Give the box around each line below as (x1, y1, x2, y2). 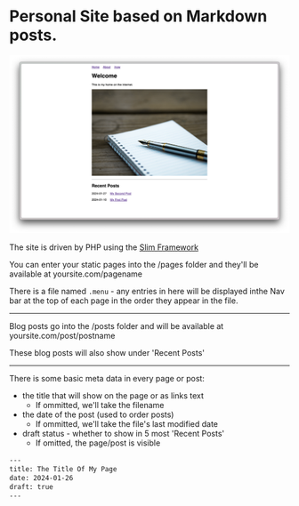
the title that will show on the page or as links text (21, 390, 205, 401)
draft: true (9, 483, 53, 492)
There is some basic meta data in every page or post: (9, 373, 205, 384)
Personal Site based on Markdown (9, 6, 268, 27)
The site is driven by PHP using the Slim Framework (9, 242, 198, 253)
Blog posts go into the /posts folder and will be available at (9, 321, 224, 332)
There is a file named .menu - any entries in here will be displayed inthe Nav (9, 286, 285, 297)
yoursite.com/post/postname (9, 331, 116, 341)
